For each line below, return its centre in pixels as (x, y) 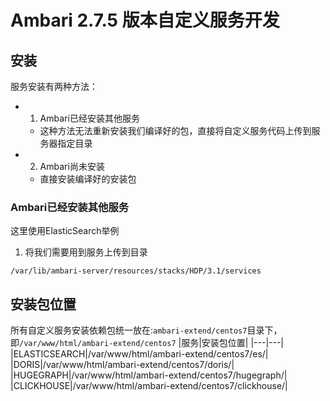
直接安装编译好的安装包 (88, 179)
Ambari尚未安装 (72, 166)
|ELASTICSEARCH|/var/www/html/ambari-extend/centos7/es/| (139, 354)
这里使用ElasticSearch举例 (65, 231)
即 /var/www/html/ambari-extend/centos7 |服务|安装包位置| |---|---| (147, 343)
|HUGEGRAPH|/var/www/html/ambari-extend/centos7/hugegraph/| (149, 375)
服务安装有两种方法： (54, 86)
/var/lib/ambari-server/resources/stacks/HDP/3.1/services (136, 271)
